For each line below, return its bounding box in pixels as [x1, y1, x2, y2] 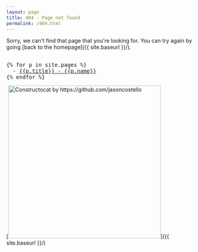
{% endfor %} [6, 74, 46, 81]
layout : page [6, 9, 40, 15]
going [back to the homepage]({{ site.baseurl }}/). [6, 43, 132, 51]
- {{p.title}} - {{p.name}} [12, 68, 97, 75]
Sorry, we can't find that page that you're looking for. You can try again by [6, 37, 193, 45]
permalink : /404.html [6, 20, 62, 26]
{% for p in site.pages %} [6, 62, 87, 69]
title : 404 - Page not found [6, 15, 80, 21]
